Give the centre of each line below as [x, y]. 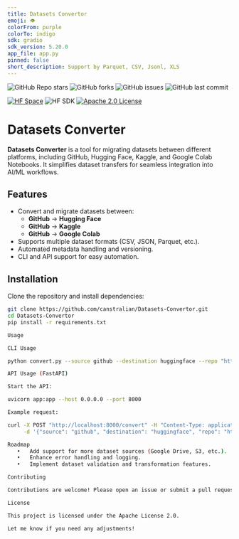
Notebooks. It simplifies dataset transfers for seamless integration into [110, 164]
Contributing [27, 477]
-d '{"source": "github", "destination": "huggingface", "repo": [122, 432]
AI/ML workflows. [33, 172]
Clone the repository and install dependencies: [76, 297]
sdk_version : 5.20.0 [38, 47]
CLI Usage [22, 348]
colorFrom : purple [34, 27]
